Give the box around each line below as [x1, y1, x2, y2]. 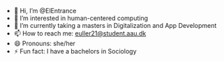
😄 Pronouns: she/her [13, 39, 75, 47]
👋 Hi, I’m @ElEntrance [13, 7, 77, 15]
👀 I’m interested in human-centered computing [13, 14, 149, 22]
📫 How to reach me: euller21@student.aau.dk [13, 29, 147, 38]
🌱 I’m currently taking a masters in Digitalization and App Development [13, 22, 217, 29]
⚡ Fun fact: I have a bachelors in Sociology [13, 47, 137, 55]
